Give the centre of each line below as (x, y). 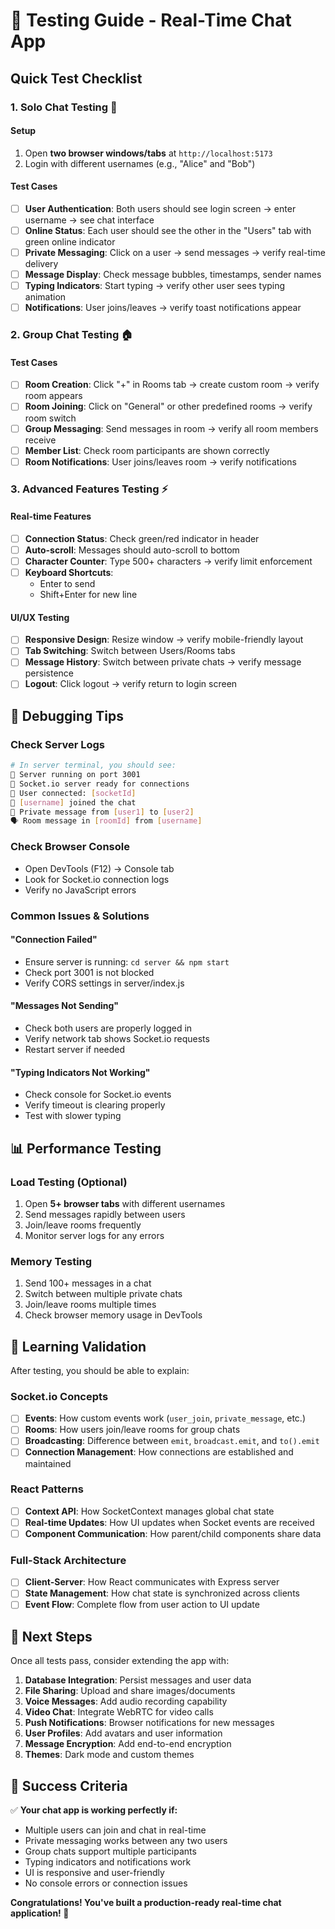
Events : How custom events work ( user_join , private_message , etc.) (165, 1418)
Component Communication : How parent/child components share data (173, 1533)
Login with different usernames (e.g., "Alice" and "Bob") (140, 163)
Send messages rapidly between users (105, 1214)
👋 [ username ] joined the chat (73, 802)
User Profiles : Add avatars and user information (123, 1733)
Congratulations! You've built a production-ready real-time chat (146, 1903)
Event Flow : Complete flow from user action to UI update (142, 1605)
